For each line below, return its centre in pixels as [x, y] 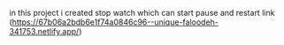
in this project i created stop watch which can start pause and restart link [142, 13]
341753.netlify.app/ [44, 31]
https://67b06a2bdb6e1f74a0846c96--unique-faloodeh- [115, 22]
